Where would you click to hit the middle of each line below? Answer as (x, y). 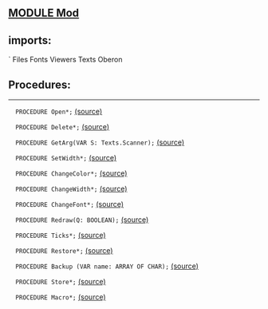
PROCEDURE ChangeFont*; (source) (70, 204)
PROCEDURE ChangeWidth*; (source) (71, 189)
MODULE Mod (44, 13)
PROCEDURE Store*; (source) (61, 282)
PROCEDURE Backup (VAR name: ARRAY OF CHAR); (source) (107, 266)
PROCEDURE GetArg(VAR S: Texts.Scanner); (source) (100, 142)
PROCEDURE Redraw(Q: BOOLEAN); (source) (82, 220)
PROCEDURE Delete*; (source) (63, 127)
